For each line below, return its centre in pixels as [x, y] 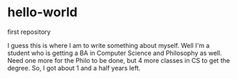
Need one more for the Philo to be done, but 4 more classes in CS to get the [118, 60]
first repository [29, 32]
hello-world [43, 12]
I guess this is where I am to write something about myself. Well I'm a [109, 45]
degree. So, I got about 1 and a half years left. [74, 68]
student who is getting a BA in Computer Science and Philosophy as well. [115, 53]
